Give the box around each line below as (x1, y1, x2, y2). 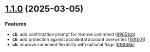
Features (5, 21, 27, 27)
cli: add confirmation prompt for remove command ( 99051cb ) (12, 31, 136, 37)
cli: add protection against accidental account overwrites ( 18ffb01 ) (12, 37, 146, 42)
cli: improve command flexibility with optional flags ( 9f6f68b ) (12, 42, 135, 48)
